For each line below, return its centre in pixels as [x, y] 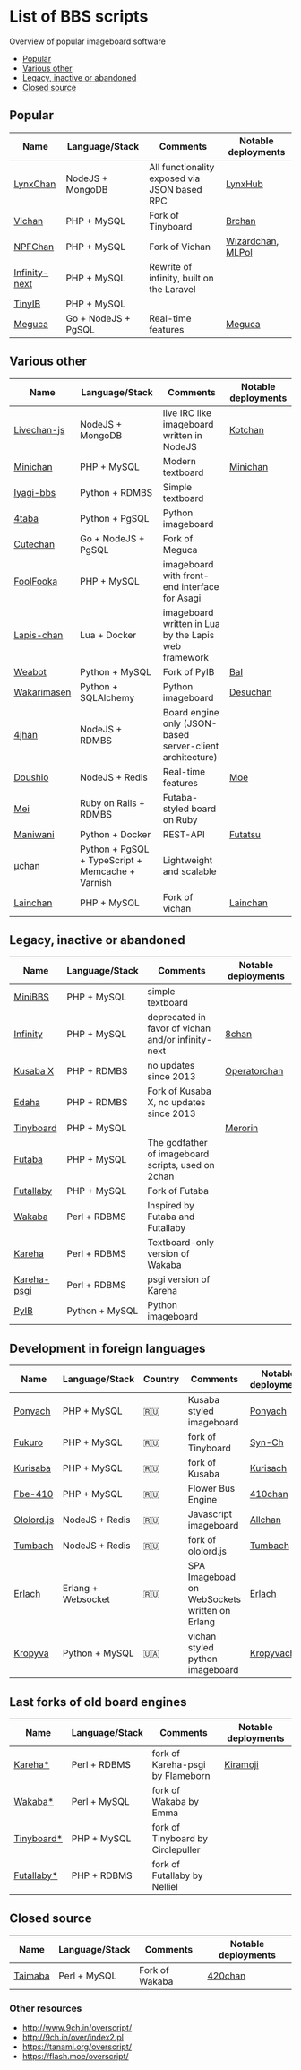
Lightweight [188, 860]
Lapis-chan [39, 635]
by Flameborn [181, 1776]
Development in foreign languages [107, 1348]
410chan [269, 1494]
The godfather [177, 1143]
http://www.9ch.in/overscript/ [77, 2028]
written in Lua [192, 623]
